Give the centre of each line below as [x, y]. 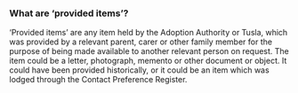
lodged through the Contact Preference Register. [98, 80]
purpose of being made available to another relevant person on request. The [149, 51]
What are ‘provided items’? [69, 13]
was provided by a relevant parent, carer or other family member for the [141, 42]
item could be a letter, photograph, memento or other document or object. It [148, 61]
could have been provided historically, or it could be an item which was [139, 70]
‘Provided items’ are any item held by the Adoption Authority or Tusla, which [149, 33]
